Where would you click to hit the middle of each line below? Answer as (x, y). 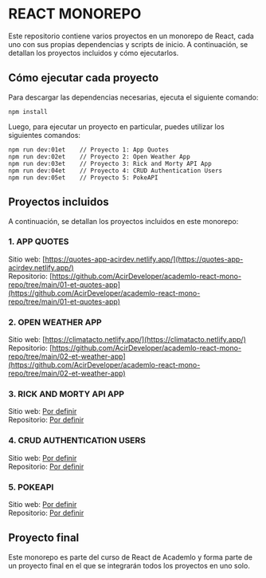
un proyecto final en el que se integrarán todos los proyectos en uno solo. (129, 565)
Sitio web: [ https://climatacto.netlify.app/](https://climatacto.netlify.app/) (127, 340)
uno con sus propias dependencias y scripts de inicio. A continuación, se (128, 44)
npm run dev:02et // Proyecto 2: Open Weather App (100, 156)
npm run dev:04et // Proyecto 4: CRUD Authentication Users (115, 171)
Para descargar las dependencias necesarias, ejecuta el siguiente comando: (133, 97)
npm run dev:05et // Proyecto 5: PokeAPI (83, 177)
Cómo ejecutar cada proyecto (84, 78)
